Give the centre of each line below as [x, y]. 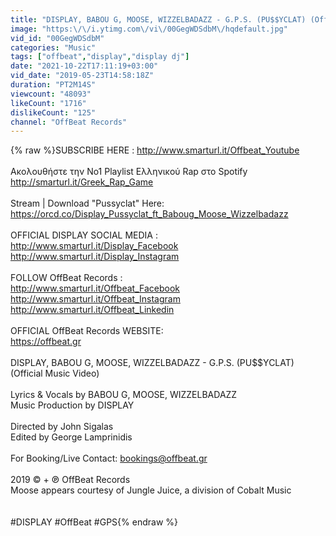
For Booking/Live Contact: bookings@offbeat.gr [109, 458]
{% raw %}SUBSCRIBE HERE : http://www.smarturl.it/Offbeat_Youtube [155, 150]
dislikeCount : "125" [53, 112]
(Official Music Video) [55, 373]
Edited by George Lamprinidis [71, 437]
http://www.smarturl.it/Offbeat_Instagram [95, 299]
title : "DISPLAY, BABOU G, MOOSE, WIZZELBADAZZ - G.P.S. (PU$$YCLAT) [158, 19]
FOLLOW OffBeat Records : [66, 278]
